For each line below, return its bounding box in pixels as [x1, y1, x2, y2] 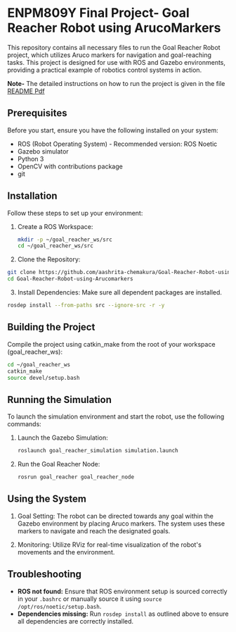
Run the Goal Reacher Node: [17, 460, 100, 469]
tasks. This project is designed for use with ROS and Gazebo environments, [7, 58, 226, 66]
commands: [7, 420, 42, 428]
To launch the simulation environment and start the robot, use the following [7, 412, 225, 421]
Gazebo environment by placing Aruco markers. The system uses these [17, 519, 225, 528]
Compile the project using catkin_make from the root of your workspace [7, 340, 216, 348]
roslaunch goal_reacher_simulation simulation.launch [17, 447, 178, 454]
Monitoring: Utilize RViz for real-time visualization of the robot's [17, 540, 202, 549]
